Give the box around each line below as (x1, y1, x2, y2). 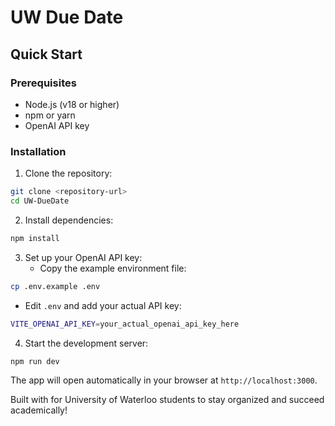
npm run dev (10, 356, 60, 366)
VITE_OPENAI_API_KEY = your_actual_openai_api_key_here (10, 319, 240, 329)
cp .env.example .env (10, 281, 101, 291)
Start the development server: (24, 337, 149, 349)
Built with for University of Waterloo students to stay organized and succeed (10, 394, 325, 406)
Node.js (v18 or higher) (24, 98, 120, 110)
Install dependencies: (24, 214, 114, 226)
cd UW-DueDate (10, 196, 70, 206)
